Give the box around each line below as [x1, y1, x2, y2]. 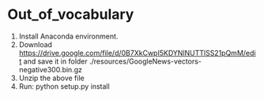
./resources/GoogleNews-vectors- [89, 57, 202, 66]
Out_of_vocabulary [7, 5, 134, 24]
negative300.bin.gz [18, 64, 82, 74]
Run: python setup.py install [18, 81, 110, 91]
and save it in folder [23, 57, 88, 66]
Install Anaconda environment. [18, 31, 119, 41]
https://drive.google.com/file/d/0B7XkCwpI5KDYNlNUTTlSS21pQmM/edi [18, 48, 256, 57]
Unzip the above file [18, 73, 85, 82]
